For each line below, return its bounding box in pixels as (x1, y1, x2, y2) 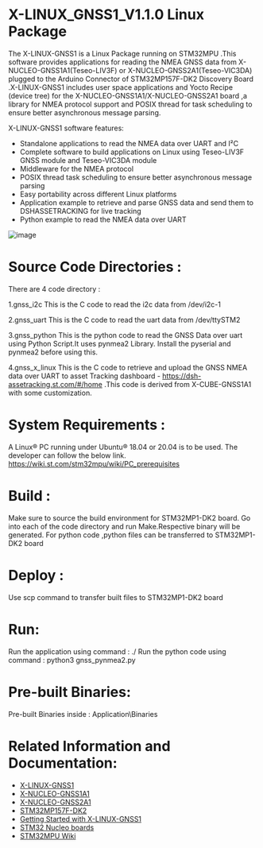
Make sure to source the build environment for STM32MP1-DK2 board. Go (8, 513, 251, 522)
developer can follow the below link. (8, 451, 127, 460)
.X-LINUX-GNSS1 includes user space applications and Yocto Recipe (8, 82, 233, 92)
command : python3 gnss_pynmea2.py (8, 655, 137, 664)
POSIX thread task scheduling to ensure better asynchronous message (19, 172, 253, 182)
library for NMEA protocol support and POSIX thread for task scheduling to (8, 99, 253, 109)
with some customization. (8, 388, 93, 397)
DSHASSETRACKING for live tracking (19, 206, 141, 215)
